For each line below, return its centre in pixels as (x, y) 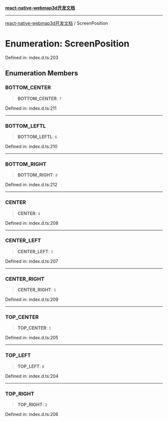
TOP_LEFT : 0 (31, 366)
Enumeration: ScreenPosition (67, 44)
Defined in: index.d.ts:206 (32, 414)
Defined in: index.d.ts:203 (32, 58)
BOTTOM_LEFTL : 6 (37, 137)
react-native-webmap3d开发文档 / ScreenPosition (57, 23)
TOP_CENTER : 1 (34, 328)
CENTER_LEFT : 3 (35, 251)
